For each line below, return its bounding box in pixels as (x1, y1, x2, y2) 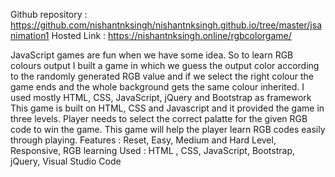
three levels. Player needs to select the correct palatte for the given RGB (10, 113, 308, 124)
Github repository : (10, 9, 88, 20)
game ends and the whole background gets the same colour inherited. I (10, 81, 305, 93)
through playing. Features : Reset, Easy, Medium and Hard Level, (10, 134, 277, 146)
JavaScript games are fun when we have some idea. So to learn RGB (10, 49, 294, 61)
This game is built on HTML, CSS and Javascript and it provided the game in (10, 102, 325, 114)
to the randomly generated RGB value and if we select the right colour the (10, 70, 314, 82)
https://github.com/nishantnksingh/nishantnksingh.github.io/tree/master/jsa (10, 19, 322, 31)
